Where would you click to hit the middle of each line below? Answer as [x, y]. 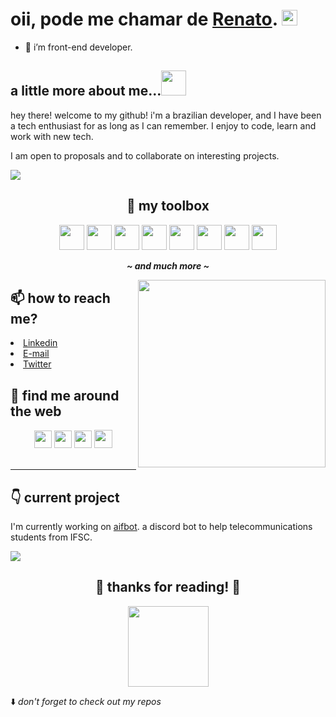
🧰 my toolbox [168, 206]
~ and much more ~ [168, 265]
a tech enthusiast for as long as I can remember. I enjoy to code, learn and [163, 125]
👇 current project [65, 497]
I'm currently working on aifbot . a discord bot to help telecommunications [161, 526]
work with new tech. [52, 136]
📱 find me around [65, 395]
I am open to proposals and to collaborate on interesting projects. [145, 155]
